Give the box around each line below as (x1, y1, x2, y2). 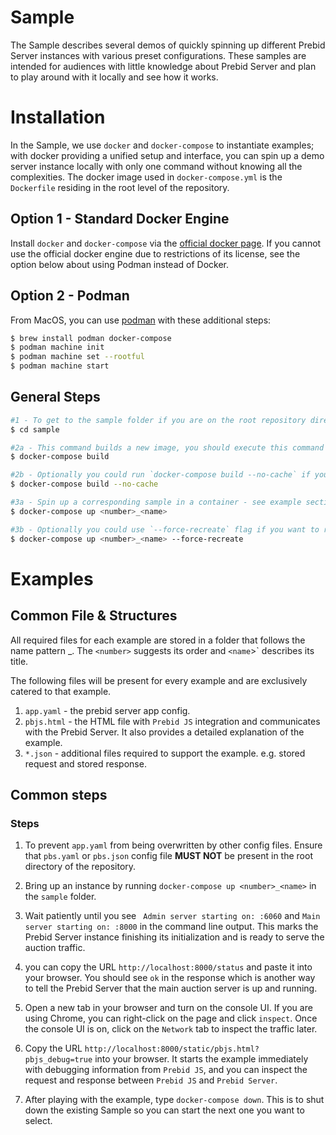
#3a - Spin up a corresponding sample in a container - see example (10, 497, 302, 508)
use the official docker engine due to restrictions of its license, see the (10, 247, 301, 260)
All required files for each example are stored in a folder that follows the (10, 634, 306, 646)
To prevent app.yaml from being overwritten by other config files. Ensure (24, 839, 323, 851)
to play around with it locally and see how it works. (10, 71, 219, 83)
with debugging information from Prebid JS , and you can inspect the (24, 1064, 308, 1076)
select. (24, 1115, 53, 1127)
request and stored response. (24, 757, 147, 770)
